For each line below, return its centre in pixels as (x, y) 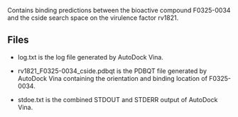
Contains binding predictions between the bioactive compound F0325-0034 (119, 10)
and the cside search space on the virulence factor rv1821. (93, 18)
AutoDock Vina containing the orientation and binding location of (113, 78)
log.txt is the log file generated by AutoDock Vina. (90, 57)
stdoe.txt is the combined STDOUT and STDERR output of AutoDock (118, 99)
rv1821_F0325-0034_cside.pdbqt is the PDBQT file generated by (112, 71)
